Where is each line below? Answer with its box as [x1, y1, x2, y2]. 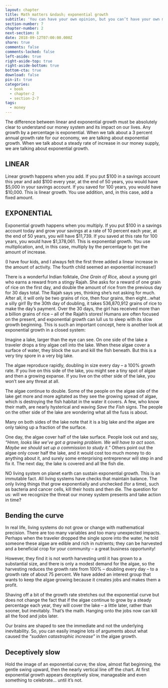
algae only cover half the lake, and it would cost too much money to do [5, 450, 151, 456]
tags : [5, 101, 16, 106]
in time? [5, 497, 21, 503]
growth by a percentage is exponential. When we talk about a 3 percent [5, 130, 152, 135]
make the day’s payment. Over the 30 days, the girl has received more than [5, 305, 160, 311]
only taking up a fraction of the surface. [5, 424, 87, 430]
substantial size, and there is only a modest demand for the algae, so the [5, 561, 155, 567]
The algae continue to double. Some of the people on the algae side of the [5, 388, 158, 394]
